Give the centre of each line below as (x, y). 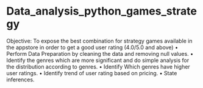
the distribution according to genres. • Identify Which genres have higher (98, 66)
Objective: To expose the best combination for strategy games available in (100, 41)
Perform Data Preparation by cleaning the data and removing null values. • (100, 53)
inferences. (20, 80)
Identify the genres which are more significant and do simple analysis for (98, 60)
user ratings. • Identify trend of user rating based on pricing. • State (92, 73)
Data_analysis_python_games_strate (101, 11)
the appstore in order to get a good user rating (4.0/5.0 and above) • (92, 47)
